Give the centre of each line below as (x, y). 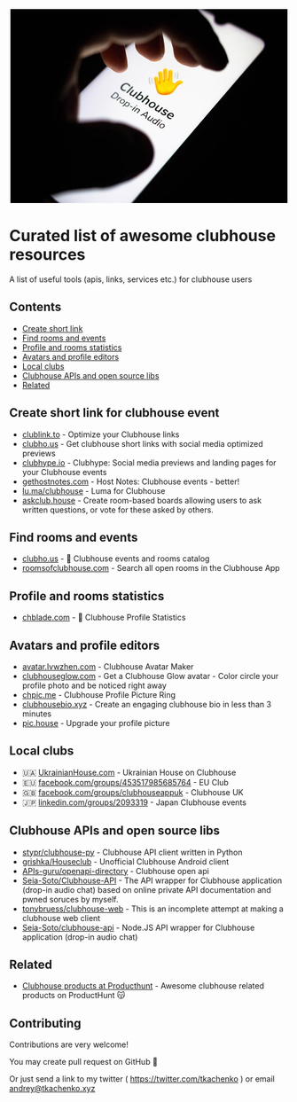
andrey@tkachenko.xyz (52, 1089)
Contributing (45, 1023)
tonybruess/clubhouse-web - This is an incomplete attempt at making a (152, 909)
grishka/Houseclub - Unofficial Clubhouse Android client (125, 861)
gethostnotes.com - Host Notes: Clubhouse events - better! (131, 481)
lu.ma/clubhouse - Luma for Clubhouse (94, 490)
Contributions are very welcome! (69, 1044)
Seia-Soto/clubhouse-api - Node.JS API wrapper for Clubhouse (138, 927)
